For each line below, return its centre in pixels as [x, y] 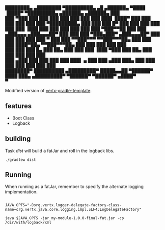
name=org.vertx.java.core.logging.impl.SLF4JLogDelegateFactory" [73, 210]
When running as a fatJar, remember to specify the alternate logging [74, 187]
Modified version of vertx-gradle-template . [48, 91]
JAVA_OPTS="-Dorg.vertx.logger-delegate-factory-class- [63, 205]
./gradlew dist [21, 160]
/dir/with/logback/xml [28, 223]
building [18, 139]
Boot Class [23, 118]
